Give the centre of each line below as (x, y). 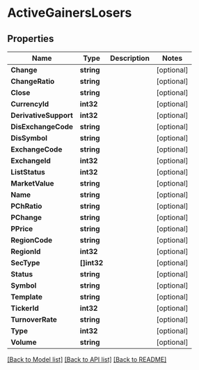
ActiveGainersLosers (70, 13)
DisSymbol (29, 138)
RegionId (26, 251)
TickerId (25, 308)
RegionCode (32, 240)
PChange (26, 217)
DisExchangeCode (42, 127)
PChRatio (26, 206)
